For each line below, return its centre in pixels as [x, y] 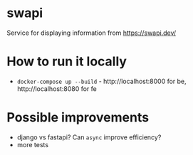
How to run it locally [67, 62]
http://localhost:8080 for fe [57, 89]
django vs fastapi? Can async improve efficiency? [89, 137]
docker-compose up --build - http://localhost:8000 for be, [101, 81]
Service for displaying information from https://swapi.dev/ [92, 33]
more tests [33, 144]
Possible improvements [78, 118]
